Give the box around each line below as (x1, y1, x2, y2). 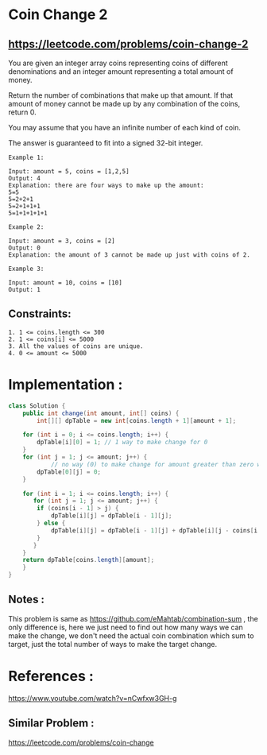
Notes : (8, 593, 45, 606)
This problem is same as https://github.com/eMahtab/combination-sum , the (8, 614, 258, 623)
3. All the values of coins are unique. (8, 342, 145, 350)
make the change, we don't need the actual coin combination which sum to (8, 630, 254, 641)
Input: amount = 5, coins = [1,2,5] (8, 168, 130, 176)
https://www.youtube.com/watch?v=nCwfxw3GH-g (8, 693, 177, 703)
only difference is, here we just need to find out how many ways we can (8, 622, 244, 632)
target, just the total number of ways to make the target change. (8, 639, 217, 649)
